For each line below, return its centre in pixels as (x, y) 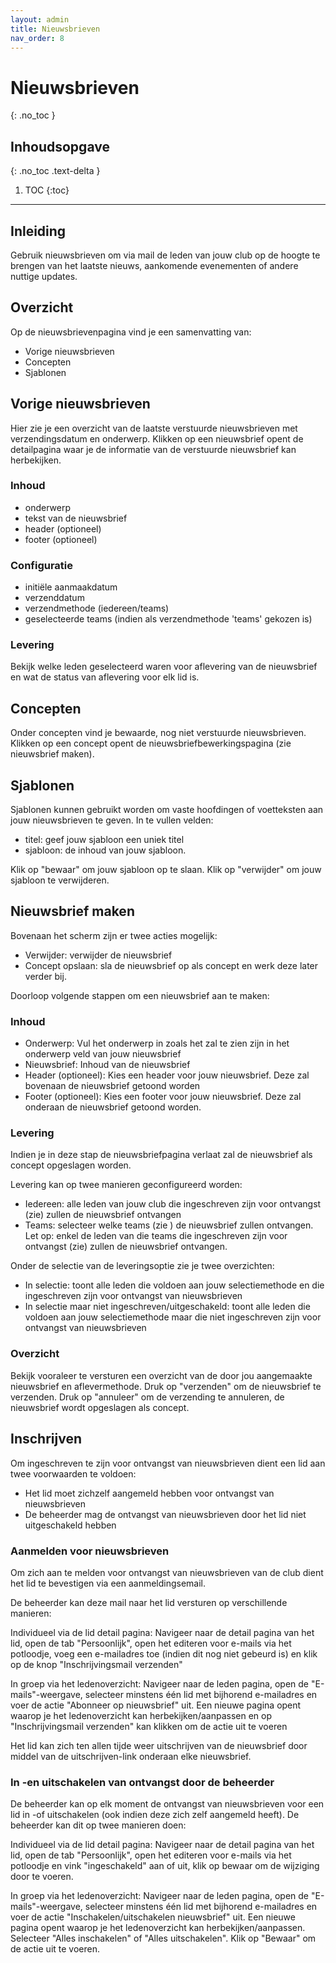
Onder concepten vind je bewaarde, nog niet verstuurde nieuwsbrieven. (158, 733)
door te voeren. (42, 1877)
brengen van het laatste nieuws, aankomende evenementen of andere (154, 265)
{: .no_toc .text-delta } (55, 171)
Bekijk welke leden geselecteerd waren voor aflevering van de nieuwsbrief (164, 667)
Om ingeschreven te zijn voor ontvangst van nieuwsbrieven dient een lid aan (168, 1463)
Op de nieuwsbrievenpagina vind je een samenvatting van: (131, 332)
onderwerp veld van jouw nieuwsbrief (103, 1054)
